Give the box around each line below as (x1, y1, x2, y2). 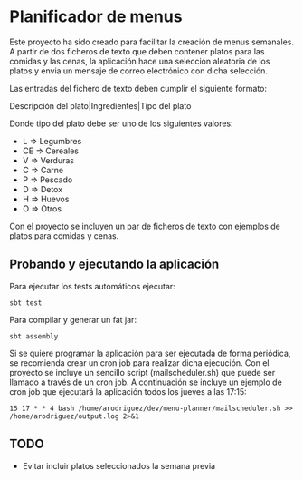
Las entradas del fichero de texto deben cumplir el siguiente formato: (9, 83, 268, 93)
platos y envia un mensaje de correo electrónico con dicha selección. (9, 65, 269, 76)
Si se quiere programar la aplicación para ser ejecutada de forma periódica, (9, 348, 291, 358)
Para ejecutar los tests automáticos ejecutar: (9, 280, 176, 291)
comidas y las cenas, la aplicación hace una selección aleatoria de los (9, 55, 270, 66)
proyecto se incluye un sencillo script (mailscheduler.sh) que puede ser (9, 367, 276, 377)
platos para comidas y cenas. (9, 230, 119, 241)
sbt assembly (9, 331, 59, 341)
